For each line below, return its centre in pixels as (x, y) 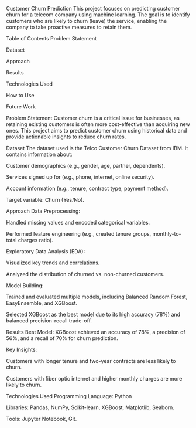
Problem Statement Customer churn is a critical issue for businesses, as (93, 118)
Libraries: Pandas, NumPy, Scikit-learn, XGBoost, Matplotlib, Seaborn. (90, 407)
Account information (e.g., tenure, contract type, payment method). (87, 188)
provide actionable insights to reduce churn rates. (66, 137)
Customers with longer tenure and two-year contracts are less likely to (91, 361)
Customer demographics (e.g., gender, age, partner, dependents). (86, 166)
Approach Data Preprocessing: (43, 211)
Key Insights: (22, 349)
